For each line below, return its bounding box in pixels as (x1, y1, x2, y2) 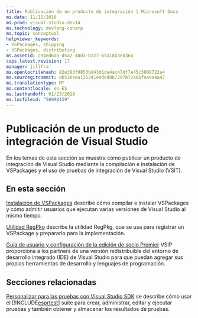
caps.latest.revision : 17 (6, 58, 70, 64)
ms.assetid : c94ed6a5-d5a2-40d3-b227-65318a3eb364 (6, 53, 134, 59)
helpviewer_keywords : (6, 36, 60, 42)
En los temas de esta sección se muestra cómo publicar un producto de (6, 154, 181, 161)
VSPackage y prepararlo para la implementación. (6, 230, 126, 237)
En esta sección (6, 184, 66, 194)
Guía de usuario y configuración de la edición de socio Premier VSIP (6, 241, 173, 248)
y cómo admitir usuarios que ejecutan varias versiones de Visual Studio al (6, 206, 186, 213)
